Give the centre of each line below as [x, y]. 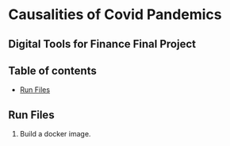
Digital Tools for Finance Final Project [102, 44]
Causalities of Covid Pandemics [115, 15]
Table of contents [52, 70]
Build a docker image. [55, 134]
